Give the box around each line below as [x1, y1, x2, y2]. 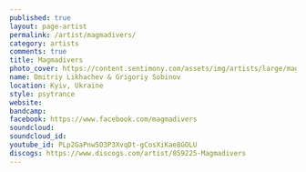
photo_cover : [9, 65, 59, 74]
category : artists [9, 38, 79, 48]
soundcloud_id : [9, 132, 67, 141]
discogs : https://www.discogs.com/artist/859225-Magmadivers [9, 148, 247, 157]
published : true [9, 13, 71, 23]
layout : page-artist [9, 22, 88, 31]
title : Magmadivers [9, 56, 84, 65]
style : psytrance [9, 89, 76, 98]
